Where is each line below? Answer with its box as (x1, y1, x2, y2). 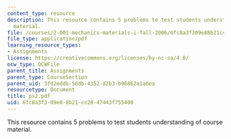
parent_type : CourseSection (7, 73, 88, 81)
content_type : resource (7, 10, 76, 17)
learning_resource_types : (7, 42, 81, 49)
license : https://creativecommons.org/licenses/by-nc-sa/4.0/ (7, 55, 189, 62)
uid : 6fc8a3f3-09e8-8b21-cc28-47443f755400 (7, 99, 134, 106)
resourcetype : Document (7, 86, 76, 93)
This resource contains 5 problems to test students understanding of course (7, 118, 223, 126)
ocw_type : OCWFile (7, 61, 60, 68)
